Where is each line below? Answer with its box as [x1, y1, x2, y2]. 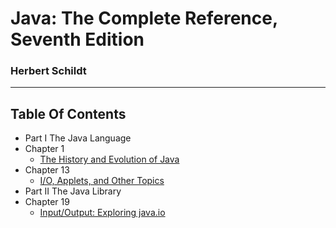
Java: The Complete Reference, [10, 7, 278, 30]
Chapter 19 [24, 196, 70, 208]
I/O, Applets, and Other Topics [39, 175, 165, 187]
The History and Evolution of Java [39, 153, 180, 166]
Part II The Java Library [24, 185, 122, 197]
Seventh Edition [10, 28, 145, 51]
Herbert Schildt [10, 64, 87, 78]
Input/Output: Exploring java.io [39, 207, 166, 219]
